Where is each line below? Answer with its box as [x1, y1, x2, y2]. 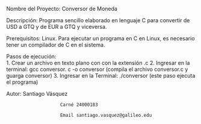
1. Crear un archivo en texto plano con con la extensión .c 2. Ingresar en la [6, 60, 190, 66]
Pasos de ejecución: [6, 53, 57, 60]
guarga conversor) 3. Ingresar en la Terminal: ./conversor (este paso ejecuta [6, 72, 196, 79]
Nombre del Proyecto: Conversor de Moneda [6, 5, 117, 12]
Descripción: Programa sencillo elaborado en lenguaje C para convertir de [6, 17, 190, 23]
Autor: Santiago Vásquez [6, 90, 68, 97]
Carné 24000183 [60, 102, 98, 108]
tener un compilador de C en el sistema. [6, 42, 105, 48]
